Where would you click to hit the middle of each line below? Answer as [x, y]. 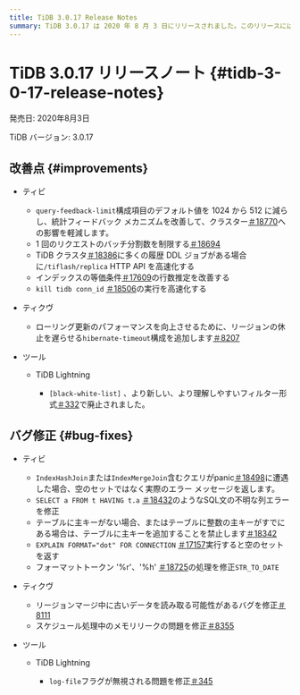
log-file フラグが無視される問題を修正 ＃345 [131, 682]
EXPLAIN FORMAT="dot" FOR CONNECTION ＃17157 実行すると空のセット [159, 545]
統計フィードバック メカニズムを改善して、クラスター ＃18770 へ [168, 222]
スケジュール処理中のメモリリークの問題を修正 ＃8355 [135, 626]
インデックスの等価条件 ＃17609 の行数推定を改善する [133, 277]
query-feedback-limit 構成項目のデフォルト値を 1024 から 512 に [154, 210]
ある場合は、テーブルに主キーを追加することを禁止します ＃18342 [156, 534]
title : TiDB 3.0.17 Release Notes [74, 17]
